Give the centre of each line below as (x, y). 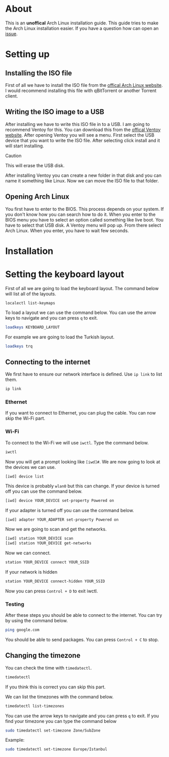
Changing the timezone (43, 656)
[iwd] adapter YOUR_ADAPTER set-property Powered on (62, 520)
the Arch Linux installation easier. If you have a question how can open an (82, 28)
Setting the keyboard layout (65, 274)
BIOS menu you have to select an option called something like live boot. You (84, 219)
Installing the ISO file (39, 73)
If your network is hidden (31, 572)
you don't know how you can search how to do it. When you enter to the (80, 214)
